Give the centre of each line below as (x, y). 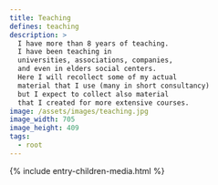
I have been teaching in (65, 52)
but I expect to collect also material (93, 94)
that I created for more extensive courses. (104, 103)
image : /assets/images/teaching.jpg (79, 111)
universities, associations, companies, (95, 60)
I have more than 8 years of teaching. (93, 43)
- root (30, 145)
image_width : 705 (42, 119)
